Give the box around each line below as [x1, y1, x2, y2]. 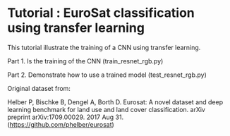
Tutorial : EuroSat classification [7, 5, 195, 21]
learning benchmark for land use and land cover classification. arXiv [7, 105, 206, 113]
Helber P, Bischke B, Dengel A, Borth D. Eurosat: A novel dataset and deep [7, 97, 224, 106]
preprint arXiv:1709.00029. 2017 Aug [7, 113, 114, 121]
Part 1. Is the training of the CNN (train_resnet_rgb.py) [7, 56, 164, 65]
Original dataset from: [7, 84, 71, 92]
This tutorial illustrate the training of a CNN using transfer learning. [7, 43, 201, 51]
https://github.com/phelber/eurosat [9, 120, 112, 128]
